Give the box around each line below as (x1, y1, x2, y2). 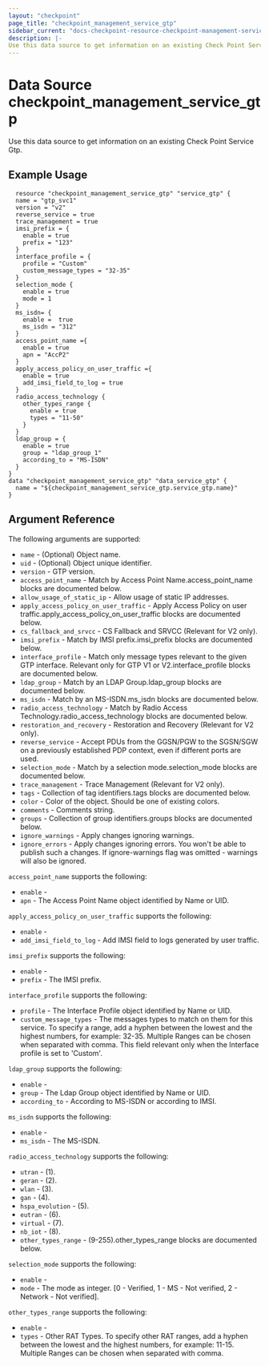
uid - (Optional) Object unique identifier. (19, 558, 152, 567)
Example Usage (8, 168, 88, 182)
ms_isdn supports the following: (8, 1111, 112, 1122)
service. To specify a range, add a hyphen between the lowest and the (19, 1022, 253, 1032)
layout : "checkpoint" (8, 11, 81, 20)
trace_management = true (15, 217, 98, 225)
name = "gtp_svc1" (15, 196, 78, 204)
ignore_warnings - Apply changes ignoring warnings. (19, 830, 195, 840)
